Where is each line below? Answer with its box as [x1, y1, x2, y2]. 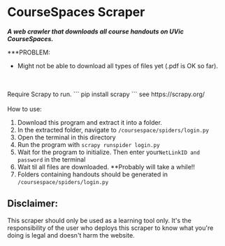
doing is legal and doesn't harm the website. [7, 231, 135, 239]
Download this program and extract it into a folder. [17, 118, 163, 126]
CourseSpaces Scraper [7, 4, 145, 20]
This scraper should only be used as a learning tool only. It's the [7, 216, 192, 224]
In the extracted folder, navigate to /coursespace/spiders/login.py [17, 125, 210, 134]
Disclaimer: [7, 198, 58, 210]
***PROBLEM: [7, 48, 50, 56]
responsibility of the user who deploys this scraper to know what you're [7, 224, 214, 232]
